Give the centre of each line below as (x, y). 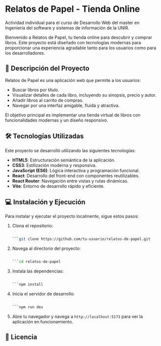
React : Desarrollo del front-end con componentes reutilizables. (76, 176)
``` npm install (28, 285)
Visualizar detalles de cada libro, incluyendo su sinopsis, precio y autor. (84, 95)
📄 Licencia (21, 337)
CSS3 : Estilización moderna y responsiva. (54, 165)
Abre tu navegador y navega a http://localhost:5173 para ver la (78, 316)
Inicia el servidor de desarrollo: (43, 294)
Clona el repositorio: (33, 226)
